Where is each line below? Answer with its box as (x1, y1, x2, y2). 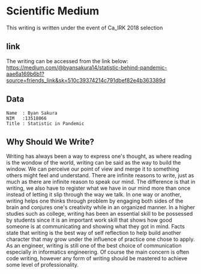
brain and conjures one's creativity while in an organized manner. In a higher (6, 204, 195, 211)
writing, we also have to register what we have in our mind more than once (6, 184, 191, 192)
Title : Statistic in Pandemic (6, 120, 85, 127)
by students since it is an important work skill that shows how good (6, 216, 172, 224)
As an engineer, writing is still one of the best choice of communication (6, 242, 182, 249)
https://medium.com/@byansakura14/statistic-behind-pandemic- (6, 64, 167, 71)
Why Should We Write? (6, 136, 95, 147)
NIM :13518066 (6, 115, 47, 121)
